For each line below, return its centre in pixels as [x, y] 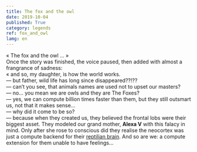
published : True [26, 22]
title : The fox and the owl [40, 11]
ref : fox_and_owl [27, 33]
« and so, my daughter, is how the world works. [63, 74]
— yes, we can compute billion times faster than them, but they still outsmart [98, 99]
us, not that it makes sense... [41, 105]
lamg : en [17, 39]
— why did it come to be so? [40, 112]
